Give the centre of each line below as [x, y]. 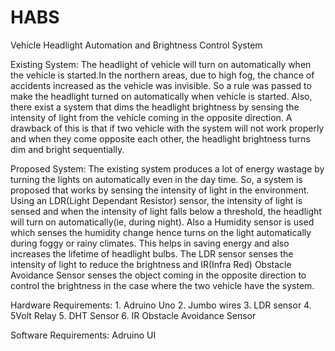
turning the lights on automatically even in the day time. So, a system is [156, 179]
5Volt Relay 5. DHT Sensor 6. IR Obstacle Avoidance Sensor [133, 315]
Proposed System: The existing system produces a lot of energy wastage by [167, 168]
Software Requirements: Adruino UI [83, 335]
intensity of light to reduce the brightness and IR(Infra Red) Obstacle [151, 264]
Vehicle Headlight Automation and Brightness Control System [136, 45]
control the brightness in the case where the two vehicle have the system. [162, 285]
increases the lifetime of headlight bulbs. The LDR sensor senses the [152, 253]
